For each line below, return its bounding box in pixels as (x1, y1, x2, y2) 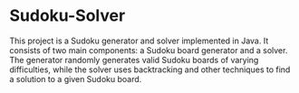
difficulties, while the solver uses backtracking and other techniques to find (9, 64, 291, 75)
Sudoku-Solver (9, 5, 126, 26)
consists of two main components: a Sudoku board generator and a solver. (9, 44, 288, 55)
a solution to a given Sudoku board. (9, 73, 142, 84)
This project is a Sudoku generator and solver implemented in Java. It (9, 35, 269, 46)
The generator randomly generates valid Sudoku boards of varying (9, 54, 259, 65)
